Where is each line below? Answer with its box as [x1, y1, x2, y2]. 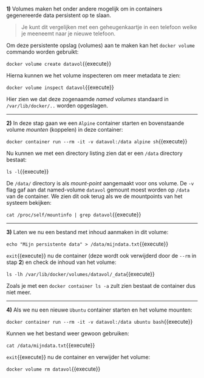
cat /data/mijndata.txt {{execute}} [6, 341, 95, 349]
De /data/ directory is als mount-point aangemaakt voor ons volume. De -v [6, 180, 194, 187]
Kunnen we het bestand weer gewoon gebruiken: [6, 330, 129, 337]
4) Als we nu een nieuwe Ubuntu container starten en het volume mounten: [6, 306, 192, 313]
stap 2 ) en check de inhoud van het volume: [6, 259, 117, 266]
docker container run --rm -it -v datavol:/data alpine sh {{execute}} [6, 138, 188, 145]
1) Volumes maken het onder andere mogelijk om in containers [6, 5, 163, 12]
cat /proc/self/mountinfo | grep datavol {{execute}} [6, 211, 141, 218]
